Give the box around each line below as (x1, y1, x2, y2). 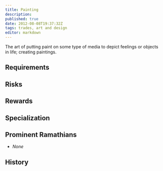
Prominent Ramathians (5, 130, 77, 139)
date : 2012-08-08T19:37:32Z (5, 21, 63, 26)
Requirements (5, 63, 49, 72)
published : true (5, 16, 39, 21)
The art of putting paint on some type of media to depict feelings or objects (5, 44, 159, 49)
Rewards (5, 97, 33, 105)
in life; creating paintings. (5, 49, 57, 55)
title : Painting (5, 7, 39, 12)
